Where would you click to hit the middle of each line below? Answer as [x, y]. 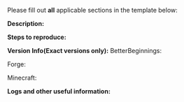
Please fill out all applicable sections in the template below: [93, 10]
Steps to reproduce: [37, 37]
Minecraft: [22, 78]
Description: [26, 23]
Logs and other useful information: [59, 91]
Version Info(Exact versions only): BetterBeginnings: [85, 51]
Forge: [16, 64]
